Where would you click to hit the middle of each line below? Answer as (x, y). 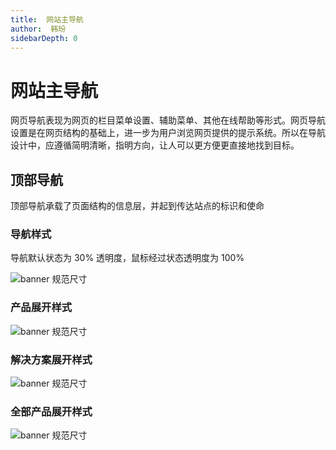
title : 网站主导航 (47, 19)
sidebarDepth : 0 (44, 38)
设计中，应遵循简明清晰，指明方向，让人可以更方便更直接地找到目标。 (155, 145)
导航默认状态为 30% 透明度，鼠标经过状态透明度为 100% (127, 258)
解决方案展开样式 (51, 359)
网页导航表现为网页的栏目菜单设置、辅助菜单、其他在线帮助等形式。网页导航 (168, 120)
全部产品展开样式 (51, 411)
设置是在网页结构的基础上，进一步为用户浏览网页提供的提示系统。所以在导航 (168, 133)
